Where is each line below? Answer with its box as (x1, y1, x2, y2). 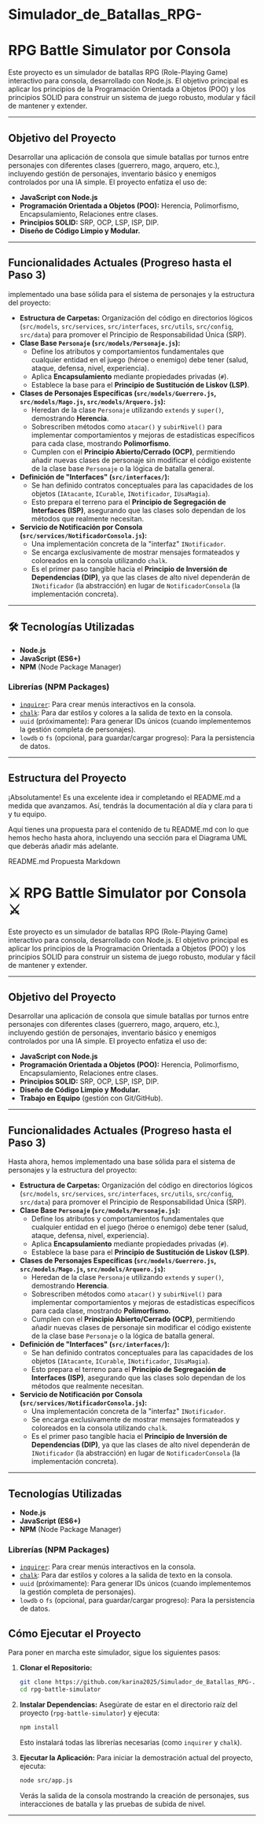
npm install (19, 1723, 59, 1731)
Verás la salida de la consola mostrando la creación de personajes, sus (19, 1790, 250, 1800)
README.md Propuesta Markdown (8, 856, 121, 866)
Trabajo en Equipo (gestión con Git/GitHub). (19, 1093, 163, 1103)
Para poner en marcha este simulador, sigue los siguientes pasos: (8, 1648, 222, 1657)
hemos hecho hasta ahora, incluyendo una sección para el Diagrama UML (8, 832, 247, 842)
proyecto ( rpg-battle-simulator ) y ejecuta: (19, 1707, 159, 1718)
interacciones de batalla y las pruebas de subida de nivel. (19, 1799, 206, 1808)
